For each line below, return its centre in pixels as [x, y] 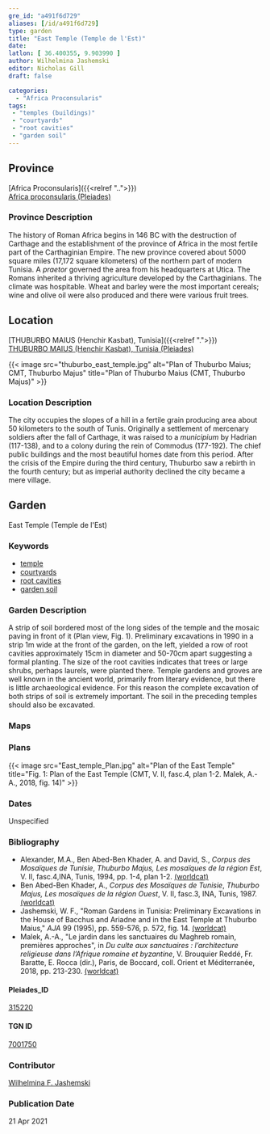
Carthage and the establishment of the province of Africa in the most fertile [133, 243]
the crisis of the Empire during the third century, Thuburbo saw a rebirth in [132, 462]
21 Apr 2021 [28, 1121]
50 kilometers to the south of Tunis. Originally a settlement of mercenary [129, 428]
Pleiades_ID [29, 989]
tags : [17, 106]
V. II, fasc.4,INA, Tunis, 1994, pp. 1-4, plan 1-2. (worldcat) [114, 877]
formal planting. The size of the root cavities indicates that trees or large [128, 662]
